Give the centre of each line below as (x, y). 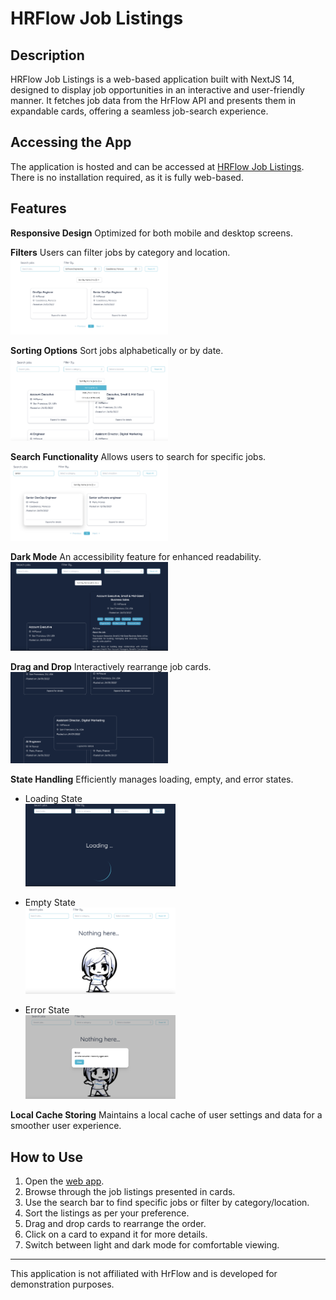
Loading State (53, 798)
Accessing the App (71, 142)
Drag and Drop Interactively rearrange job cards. (111, 666)
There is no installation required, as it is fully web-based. (127, 177)
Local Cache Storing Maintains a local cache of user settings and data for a (166, 1115)
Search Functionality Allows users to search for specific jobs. (138, 456)
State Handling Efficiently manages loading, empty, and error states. (152, 779)
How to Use (47, 1157)
